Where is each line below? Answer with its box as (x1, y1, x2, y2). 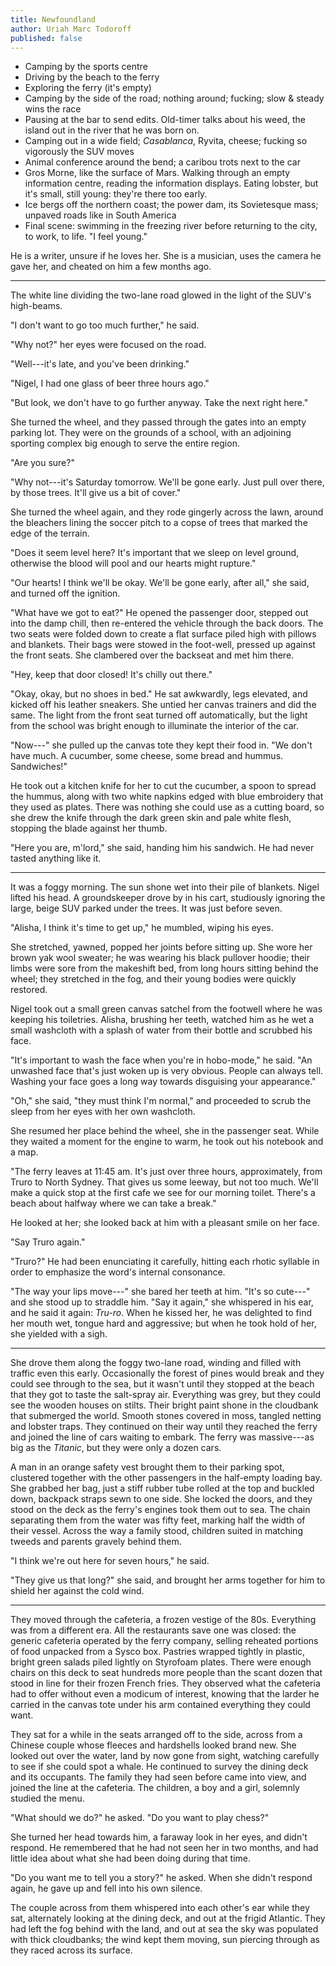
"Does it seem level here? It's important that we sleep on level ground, (10, 547, 300, 559)
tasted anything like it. (10, 852, 102, 865)
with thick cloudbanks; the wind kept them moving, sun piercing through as (10, 1934, 320, 1946)
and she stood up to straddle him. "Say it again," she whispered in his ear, (10, 1296, 314, 1308)
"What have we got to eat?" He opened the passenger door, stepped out (10, 607, 309, 619)
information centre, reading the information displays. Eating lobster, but (24, 177, 319, 190)
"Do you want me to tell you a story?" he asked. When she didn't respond (10, 1872, 313, 1884)
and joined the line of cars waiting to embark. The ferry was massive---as (10, 1431, 315, 1443)
